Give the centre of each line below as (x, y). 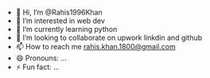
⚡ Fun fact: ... (37, 67)
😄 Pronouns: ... (41, 58)
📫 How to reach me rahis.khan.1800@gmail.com (96, 47)
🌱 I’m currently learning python (66, 29)
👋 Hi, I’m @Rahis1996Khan (59, 12)
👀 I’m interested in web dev (60, 21)
